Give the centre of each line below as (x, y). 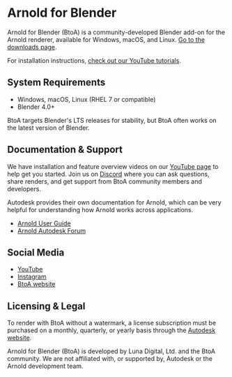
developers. (24, 188)
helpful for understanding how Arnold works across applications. (100, 209)
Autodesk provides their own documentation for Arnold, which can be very (114, 202)
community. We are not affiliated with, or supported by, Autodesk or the (110, 359)
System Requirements (56, 83)
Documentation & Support (65, 150)
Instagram (32, 276)
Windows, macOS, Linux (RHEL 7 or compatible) (86, 99)
